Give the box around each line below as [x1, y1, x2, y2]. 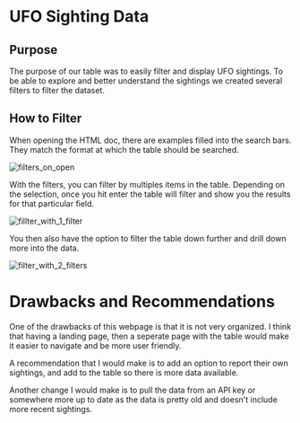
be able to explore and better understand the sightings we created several [9, 75, 283, 86]
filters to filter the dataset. [9, 85, 106, 95]
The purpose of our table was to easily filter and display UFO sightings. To [9, 66, 284, 76]
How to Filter [9, 110, 82, 127]
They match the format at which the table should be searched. [9, 144, 239, 154]
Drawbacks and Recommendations [9, 292, 276, 312]
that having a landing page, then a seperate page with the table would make [9, 330, 289, 341]
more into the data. [9, 242, 80, 253]
